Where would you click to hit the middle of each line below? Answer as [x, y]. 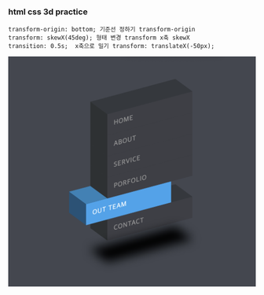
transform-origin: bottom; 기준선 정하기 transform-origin [102, 30]
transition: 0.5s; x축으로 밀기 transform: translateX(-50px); [111, 46]
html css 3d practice [48, 12]
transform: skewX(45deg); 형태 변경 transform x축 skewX [99, 38]
